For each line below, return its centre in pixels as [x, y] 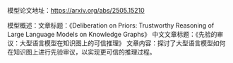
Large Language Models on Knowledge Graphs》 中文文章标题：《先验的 [112, 34]
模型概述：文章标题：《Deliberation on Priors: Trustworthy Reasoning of [111, 25]
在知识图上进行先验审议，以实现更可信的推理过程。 [82, 52]
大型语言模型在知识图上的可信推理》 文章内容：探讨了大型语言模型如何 [123, 43]
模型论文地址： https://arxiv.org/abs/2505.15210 [76, 10]
